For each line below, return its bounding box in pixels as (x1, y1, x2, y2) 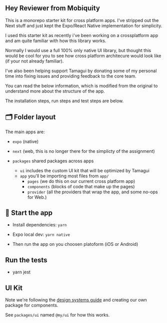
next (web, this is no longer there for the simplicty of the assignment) (12, 148, 155, 154)
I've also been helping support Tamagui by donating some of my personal (5, 68, 157, 74)
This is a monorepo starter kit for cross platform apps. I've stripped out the (5, 17, 159, 23)
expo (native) (12, 138, 39, 144)
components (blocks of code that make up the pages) (27, 183, 135, 189)
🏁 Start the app (5, 209, 53, 217)
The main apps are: (5, 129, 45, 135)
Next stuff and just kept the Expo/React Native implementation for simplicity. (5, 23, 162, 29)
